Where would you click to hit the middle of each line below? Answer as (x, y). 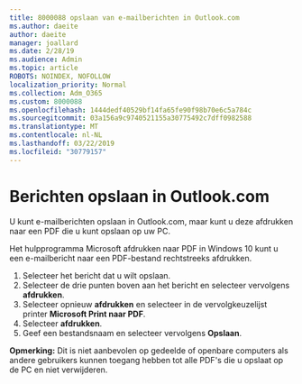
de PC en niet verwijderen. (59, 370)
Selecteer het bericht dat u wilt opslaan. (96, 275)
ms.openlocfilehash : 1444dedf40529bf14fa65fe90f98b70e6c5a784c (131, 110)
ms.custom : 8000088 (46, 101)
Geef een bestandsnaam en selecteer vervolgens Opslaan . (132, 333)
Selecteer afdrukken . (62, 323)
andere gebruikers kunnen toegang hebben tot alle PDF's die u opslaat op (146, 360)
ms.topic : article (44, 69)
